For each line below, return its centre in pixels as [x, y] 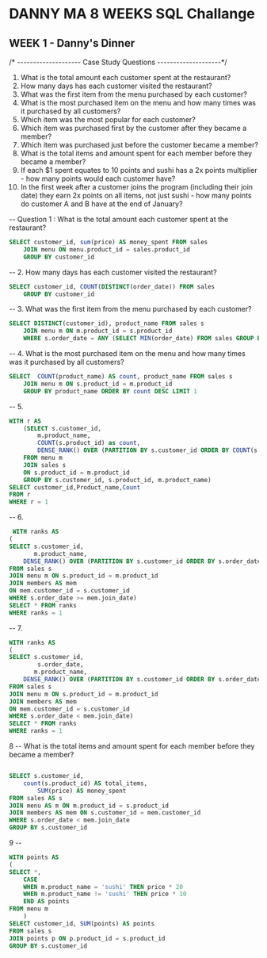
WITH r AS [25, 421]
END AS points [46, 902]
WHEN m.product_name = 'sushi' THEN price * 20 [103, 887]
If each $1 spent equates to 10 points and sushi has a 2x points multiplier [139, 170]
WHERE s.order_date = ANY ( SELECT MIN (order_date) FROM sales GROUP [139, 339]
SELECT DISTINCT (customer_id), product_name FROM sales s [107, 324]
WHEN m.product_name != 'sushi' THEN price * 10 [105, 894]
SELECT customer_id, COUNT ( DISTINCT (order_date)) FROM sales [112, 286]
